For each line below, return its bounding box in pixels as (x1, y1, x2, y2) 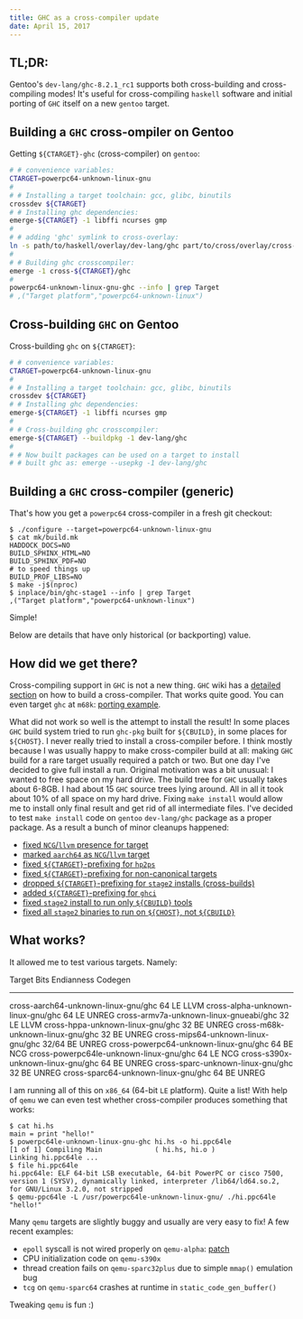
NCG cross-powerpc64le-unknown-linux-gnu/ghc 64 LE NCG (9, 1048, 240, 1059)
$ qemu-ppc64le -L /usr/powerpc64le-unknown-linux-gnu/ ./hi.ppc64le (9, 1193, 277, 1202)
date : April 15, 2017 (9, 22, 91, 31)
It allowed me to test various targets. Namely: (9, 956, 178, 967)
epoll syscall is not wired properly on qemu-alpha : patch (22, 1243, 230, 1254)
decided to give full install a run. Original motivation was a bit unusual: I (9, 764, 274, 775)
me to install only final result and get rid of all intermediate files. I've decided (9, 803, 293, 813)
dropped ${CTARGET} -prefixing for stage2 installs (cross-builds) (22, 878, 255, 888)
